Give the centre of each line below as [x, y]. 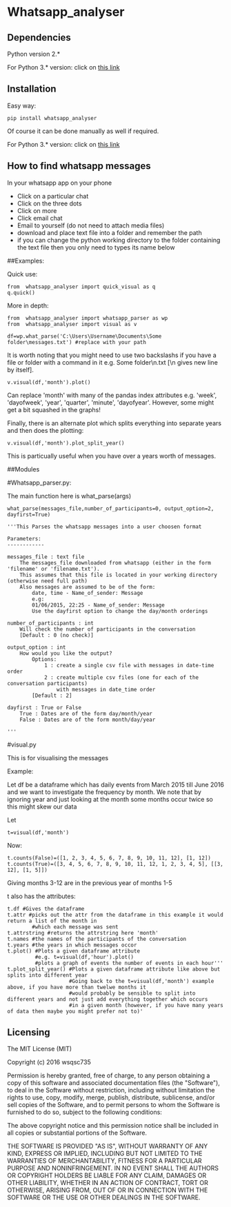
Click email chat [40, 218]
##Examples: [26, 261]
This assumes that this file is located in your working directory [118, 575]
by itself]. [21, 369]
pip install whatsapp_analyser [52, 118]
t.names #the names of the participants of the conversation [97, 939]
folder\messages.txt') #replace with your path [77, 342]
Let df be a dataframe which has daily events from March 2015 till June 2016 [115, 784]
